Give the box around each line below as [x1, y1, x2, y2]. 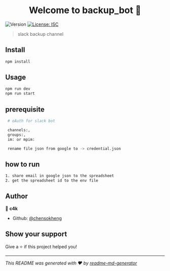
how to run [5, 160, 40, 169]
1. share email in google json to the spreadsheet [5, 174, 114, 179]
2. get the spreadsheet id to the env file [5, 178, 99, 183]
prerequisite [5, 105, 45, 114]
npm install [5, 59, 30, 64]
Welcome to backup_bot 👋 [28, 5, 142, 16]
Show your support [5, 230, 67, 239]
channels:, [7, 127, 30, 133]
